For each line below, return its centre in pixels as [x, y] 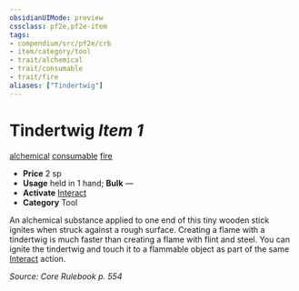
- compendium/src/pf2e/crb [60, 43]
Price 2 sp [42, 173]
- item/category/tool [50, 52]
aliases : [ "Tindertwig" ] [56, 85]
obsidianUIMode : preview [56, 18]
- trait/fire [34, 77]
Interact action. [38, 258]
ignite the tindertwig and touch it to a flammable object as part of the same [149, 249]
